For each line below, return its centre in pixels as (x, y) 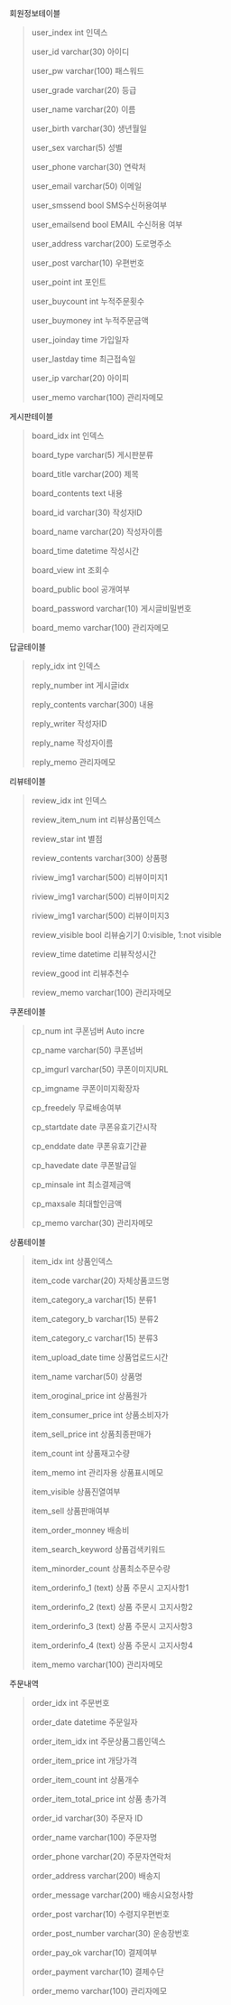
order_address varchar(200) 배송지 (96, 1876)
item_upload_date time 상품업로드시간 (100, 1357)
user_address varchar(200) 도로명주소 (102, 244)
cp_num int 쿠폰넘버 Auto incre (88, 1031)
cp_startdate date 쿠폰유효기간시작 (94, 1127)
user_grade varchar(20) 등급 (84, 90)
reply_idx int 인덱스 (66, 666)
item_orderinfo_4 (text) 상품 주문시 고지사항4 (112, 1645)
